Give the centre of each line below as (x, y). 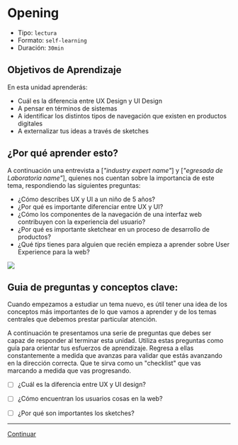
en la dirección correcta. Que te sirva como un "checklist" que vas (104, 364)
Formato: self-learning (52, 40)
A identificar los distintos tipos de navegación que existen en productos (122, 116)
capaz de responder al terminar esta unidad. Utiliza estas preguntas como (115, 341)
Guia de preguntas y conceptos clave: (93, 287)
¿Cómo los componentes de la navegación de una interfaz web (109, 214)
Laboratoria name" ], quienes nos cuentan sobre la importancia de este (111, 178)
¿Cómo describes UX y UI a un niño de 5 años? (86, 199)
